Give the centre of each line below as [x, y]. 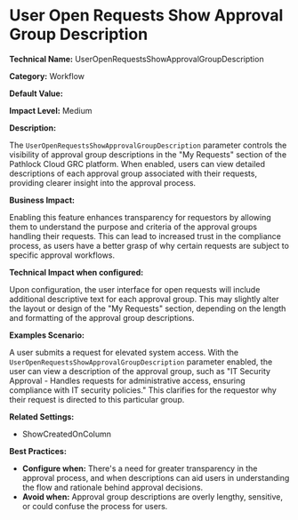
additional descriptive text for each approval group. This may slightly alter [144, 299]
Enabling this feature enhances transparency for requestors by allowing [140, 217]
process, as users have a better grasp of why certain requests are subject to [149, 245]
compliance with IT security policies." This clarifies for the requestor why [143, 390]
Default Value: [36, 93]
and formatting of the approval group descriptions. [102, 317]
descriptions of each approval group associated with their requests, [133, 173]
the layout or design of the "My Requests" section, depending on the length [148, 308]
